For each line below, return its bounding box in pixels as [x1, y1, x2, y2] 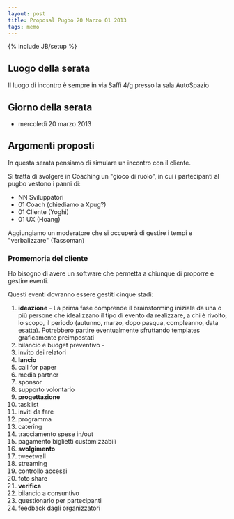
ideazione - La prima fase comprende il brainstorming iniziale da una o [17, 304, 222, 313]
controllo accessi [17, 467, 68, 475]
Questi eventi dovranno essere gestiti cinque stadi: [8, 290, 154, 299]
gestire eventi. [8, 277, 49, 285]
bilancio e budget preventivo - [17, 341, 105, 349]
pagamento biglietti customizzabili [17, 437, 117, 446]
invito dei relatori [17, 348, 67, 356]
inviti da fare [17, 407, 54, 416]
